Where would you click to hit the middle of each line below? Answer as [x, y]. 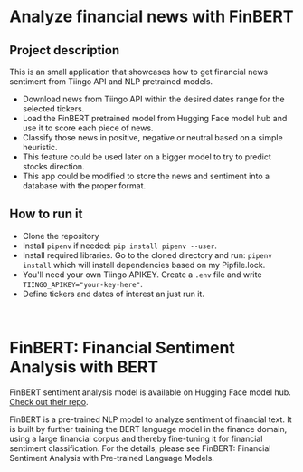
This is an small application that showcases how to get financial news [139, 72]
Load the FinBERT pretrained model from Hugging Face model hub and [155, 118]
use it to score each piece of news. [88, 128]
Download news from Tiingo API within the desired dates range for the [153, 99]
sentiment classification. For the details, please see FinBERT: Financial [140, 448]
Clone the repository [61, 236]
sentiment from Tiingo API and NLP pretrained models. [111, 82]
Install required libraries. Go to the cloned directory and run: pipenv [147, 255]
